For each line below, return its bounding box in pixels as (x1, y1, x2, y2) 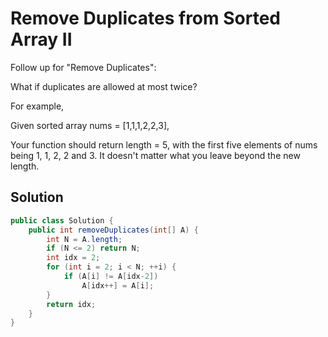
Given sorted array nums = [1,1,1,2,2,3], (10, 119, 170, 131)
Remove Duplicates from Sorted (10, 7, 281, 30)
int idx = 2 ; (46, 253, 101, 263)
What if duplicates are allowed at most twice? (10, 80, 198, 92)
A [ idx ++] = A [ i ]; (81, 280, 155, 291)
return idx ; (46, 299, 97, 309)
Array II (10, 28, 73, 51)
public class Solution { (10, 215, 114, 226)
